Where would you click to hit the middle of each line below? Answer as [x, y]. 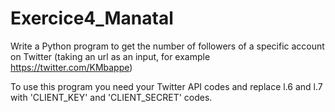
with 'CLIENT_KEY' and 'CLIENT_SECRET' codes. [111, 97]
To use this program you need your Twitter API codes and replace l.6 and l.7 [166, 86]
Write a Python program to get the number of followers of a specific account [167, 46]
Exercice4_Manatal [92, 18]
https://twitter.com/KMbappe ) [71, 67]
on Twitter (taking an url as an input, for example [110, 56]
